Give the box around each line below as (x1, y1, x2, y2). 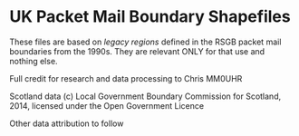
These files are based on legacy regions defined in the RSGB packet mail (9, 36, 282, 47)
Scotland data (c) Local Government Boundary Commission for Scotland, (9, 91, 282, 102)
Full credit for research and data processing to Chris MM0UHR (9, 73, 243, 83)
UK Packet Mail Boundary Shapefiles (9, 6, 292, 27)
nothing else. (9, 55, 58, 66)
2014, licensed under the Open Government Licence (9, 100, 205, 111)
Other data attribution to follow (9, 118, 124, 129)
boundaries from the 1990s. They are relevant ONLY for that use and (9, 45, 265, 56)
